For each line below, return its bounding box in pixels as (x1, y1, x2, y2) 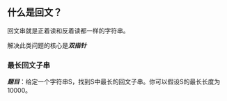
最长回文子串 (7, 60, 51, 70)
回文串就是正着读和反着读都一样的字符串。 (7, 26, 130, 35)
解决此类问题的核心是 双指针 (7, 41, 87, 49)
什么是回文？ (7, 6, 63, 19)
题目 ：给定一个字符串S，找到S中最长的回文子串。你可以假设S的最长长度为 (7, 77, 221, 86)
